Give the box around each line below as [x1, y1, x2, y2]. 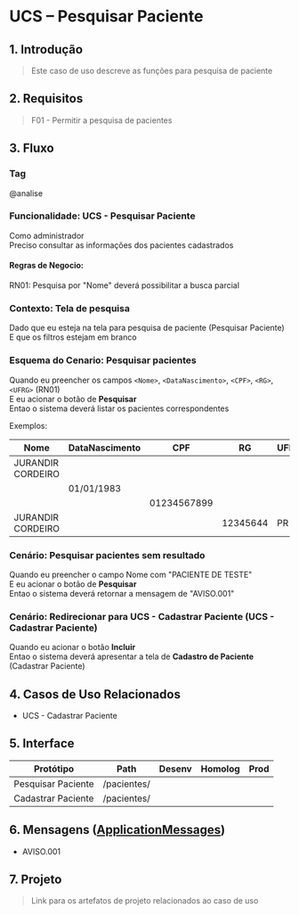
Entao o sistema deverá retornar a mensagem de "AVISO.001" [9, 588, 235, 598]
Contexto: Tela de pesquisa [9, 301, 131, 314]
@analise [9, 187, 43, 198]
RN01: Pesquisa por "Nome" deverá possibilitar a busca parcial [9, 280, 240, 291]
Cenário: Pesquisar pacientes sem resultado [9, 548, 206, 561]
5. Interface [9, 736, 75, 751]
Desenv [158, 762, 193, 775]
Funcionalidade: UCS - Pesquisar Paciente [9, 210, 196, 222]
